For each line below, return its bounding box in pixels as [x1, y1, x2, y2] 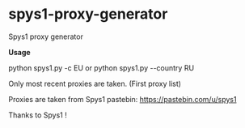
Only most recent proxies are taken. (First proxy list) [8, 79, 182, 88]
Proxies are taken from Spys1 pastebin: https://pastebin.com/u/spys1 [8, 94, 237, 104]
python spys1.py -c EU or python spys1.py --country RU [8, 62, 195, 73]
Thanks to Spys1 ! [8, 110, 67, 120]
